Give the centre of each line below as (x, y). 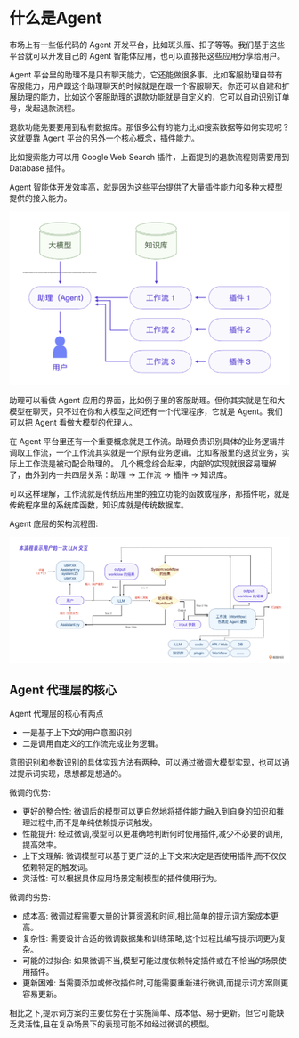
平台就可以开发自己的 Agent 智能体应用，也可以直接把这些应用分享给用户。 (147, 55)
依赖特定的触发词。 (57, 867)
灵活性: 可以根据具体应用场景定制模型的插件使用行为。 (122, 878)
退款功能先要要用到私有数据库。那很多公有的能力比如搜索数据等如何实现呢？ (149, 126)
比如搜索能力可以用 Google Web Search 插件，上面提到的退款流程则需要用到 (149, 157)
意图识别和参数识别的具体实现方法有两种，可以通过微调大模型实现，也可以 (145, 762)
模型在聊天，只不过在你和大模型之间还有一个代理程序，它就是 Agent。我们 (146, 411)
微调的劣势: (30, 896)
